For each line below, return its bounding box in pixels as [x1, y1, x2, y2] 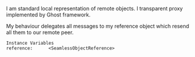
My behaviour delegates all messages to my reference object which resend [6, 23, 190, 29]
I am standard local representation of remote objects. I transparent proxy [6, 5, 183, 12]
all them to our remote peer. [6, 29, 74, 36]
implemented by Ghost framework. [6, 11, 91, 18]
